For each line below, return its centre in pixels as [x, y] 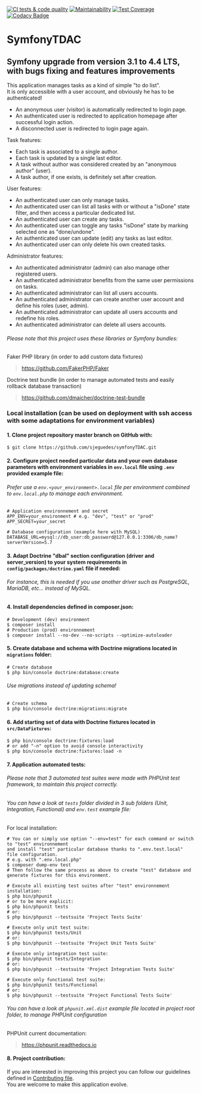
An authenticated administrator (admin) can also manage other [92, 268]
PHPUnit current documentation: [47, 1033]
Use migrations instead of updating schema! [62, 685]
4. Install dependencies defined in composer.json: [70, 607]
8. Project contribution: [36, 1058]
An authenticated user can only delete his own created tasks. [91, 244]
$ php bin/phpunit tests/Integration [54, 959]
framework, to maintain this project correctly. [62, 784]
